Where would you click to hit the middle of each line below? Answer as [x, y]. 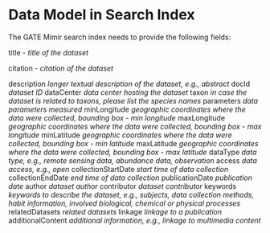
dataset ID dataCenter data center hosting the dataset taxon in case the [128, 92]
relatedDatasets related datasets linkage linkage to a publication [115, 211]
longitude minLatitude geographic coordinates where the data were [120, 135]
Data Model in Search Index [102, 15]
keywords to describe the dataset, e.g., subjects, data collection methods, [131, 194]
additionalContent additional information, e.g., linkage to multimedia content [135, 220]
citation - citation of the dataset [61, 68]
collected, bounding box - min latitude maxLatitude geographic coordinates [133, 143]
